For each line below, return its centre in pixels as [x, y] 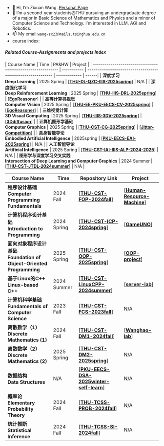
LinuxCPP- [92, 284]
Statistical [20, 430]
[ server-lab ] [139, 284]
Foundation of [24, 257]
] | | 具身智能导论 [48, 133]
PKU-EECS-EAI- [119, 138]
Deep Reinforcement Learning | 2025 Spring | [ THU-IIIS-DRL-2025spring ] [81, 93]
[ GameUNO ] [138, 224]
